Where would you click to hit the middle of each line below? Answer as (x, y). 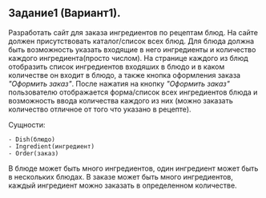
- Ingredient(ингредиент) (51, 146)
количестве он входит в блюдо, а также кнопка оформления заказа (125, 75)
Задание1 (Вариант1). (65, 13)
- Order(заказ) (34, 153)
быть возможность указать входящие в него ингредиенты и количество (132, 49)
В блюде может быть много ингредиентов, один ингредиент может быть (133, 168)
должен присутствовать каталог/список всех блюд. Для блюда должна (131, 41)
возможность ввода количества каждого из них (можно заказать (121, 100)
